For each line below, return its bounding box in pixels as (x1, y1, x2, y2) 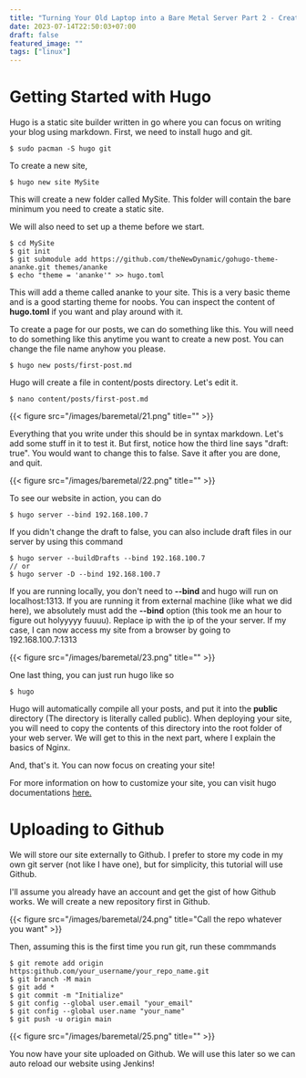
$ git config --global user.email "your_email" (9, 999, 194, 1008)
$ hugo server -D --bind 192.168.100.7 (9, 570, 161, 580)
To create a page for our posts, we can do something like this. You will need (9, 324, 294, 335)
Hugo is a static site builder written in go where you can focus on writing (9, 117, 281, 128)
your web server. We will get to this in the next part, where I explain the (9, 732, 276, 744)
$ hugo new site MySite (9, 178, 100, 187)
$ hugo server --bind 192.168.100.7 (9, 510, 148, 520)
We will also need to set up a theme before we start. (9, 221, 205, 233)
